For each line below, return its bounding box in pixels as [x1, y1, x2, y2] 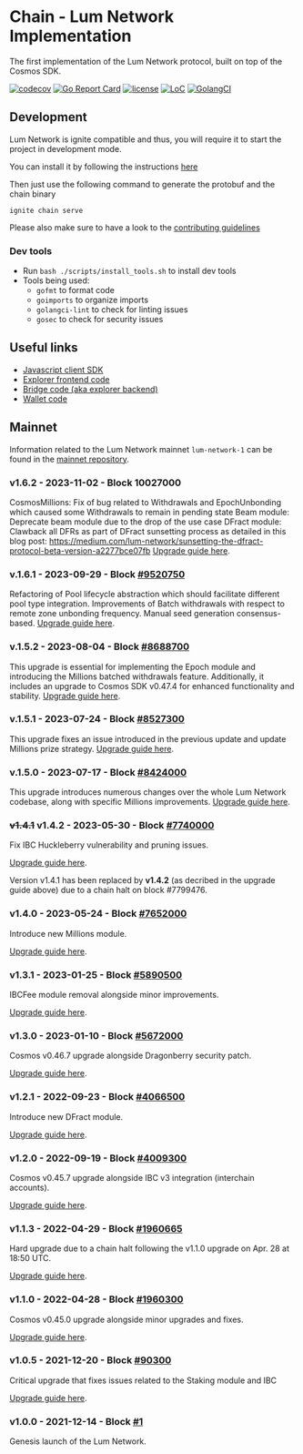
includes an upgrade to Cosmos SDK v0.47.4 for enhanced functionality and [9, 680, 295, 691]
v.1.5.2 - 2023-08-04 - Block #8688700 [9, 640, 190, 653]
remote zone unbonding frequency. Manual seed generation [9, 608, 235, 619]
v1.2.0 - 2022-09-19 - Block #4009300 [9, 1152, 187, 1164]
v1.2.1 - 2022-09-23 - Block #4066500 [9, 1091, 186, 1103]
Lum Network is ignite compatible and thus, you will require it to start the [9, 134, 282, 145]
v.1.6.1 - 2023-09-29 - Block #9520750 [9, 567, 186, 580]
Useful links [9, 340, 79, 356]
